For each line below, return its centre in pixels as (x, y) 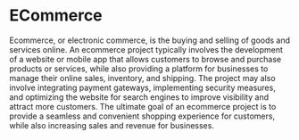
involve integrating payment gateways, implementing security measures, (143, 87)
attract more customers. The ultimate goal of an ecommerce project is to (143, 106)
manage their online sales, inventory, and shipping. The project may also (142, 78)
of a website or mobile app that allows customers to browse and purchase (145, 59)
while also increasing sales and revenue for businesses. (112, 125)
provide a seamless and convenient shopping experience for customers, (142, 116)
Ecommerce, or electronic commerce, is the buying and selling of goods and (150, 40)
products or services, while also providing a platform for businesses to (139, 69)
